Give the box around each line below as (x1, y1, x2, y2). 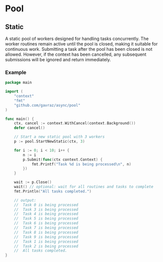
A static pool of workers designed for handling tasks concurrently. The (5, 36, 149, 41)
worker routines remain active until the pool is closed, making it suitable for (5, 41, 158, 47)
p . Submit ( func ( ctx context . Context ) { (23, 157, 103, 162)
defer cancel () (14, 125, 45, 131)
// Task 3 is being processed (14, 207, 79, 212)
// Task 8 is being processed (14, 230, 79, 235)
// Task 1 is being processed (14, 239, 79, 244)
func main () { (5, 116, 35, 121)
